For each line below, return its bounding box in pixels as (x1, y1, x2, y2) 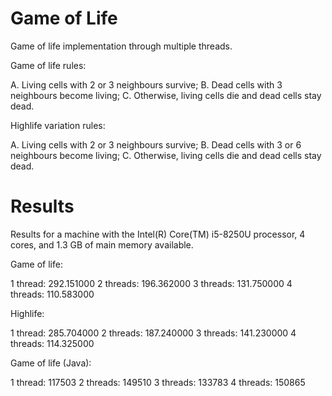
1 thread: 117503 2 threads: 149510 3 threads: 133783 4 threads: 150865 (10, 376, 306, 388)
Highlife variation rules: (10, 119, 106, 131)
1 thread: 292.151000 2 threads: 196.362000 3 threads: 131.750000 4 (10, 277, 293, 289)
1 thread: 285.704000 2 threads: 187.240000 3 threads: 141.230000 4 (10, 327, 297, 339)
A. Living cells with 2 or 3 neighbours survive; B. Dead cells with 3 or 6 (10, 138, 302, 151)
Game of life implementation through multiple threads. (10, 40, 233, 52)
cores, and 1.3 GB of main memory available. (10, 238, 194, 251)
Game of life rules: (10, 59, 87, 71)
